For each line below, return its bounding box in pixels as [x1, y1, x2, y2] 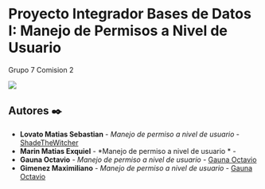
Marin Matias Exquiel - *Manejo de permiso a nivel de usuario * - [19, 146, 236, 156]
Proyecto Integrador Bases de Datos [8, 5, 252, 23]
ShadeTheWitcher [19, 137, 79, 148]
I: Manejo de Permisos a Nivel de [8, 22, 228, 40]
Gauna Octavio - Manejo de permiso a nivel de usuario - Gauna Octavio [19, 155, 257, 164]
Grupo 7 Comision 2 [8, 65, 74, 74]
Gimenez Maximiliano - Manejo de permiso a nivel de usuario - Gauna [19, 163, 253, 172]
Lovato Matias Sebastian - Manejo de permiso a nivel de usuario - [19, 129, 240, 139]
